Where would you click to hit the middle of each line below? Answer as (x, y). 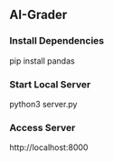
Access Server (42, 127)
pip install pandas (42, 61)
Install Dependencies (57, 41)
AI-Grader (38, 15)
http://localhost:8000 (49, 147)
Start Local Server (50, 84)
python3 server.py (43, 104)
